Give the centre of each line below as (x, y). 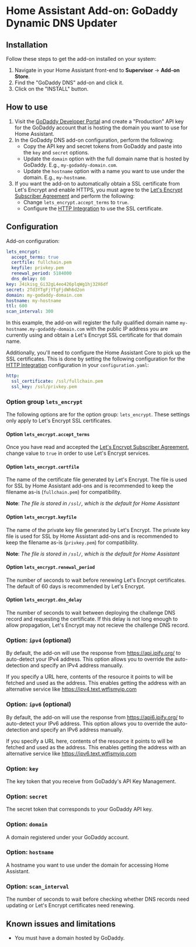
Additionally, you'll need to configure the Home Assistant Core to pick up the (98, 353)
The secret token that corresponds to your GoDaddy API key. (80, 809)
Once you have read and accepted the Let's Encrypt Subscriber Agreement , (98, 447)
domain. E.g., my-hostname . (55, 177)
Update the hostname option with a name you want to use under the (104, 171)
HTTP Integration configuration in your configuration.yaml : (78, 365)
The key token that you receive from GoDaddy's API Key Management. (91, 781)
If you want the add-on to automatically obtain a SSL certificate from (97, 183)
